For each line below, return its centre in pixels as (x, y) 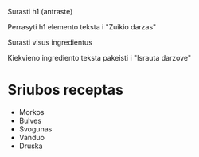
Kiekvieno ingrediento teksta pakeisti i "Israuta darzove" (99, 58)
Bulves (30, 120)
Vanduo (32, 137)
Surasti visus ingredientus (50, 42)
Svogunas (35, 129)
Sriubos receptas (66, 90)
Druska (31, 146)
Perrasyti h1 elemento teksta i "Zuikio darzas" (82, 27)
